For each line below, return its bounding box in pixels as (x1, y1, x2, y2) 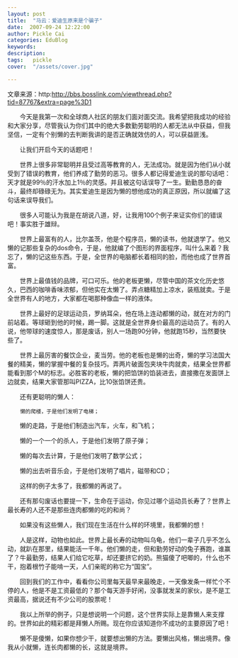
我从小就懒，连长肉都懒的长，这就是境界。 (7, 642, 132, 651)
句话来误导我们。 (7, 196, 57, 204)
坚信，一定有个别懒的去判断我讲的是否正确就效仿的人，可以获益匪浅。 (7, 130, 212, 138)
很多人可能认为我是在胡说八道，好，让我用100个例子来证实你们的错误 (19, 211, 223, 219)
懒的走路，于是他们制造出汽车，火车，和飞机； (19, 421, 157, 430)
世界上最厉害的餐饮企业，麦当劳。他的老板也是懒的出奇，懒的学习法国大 (19, 350, 231, 359)
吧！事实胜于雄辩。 (7, 219, 64, 228)
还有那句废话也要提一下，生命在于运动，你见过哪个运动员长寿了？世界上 (19, 496, 231, 505)
